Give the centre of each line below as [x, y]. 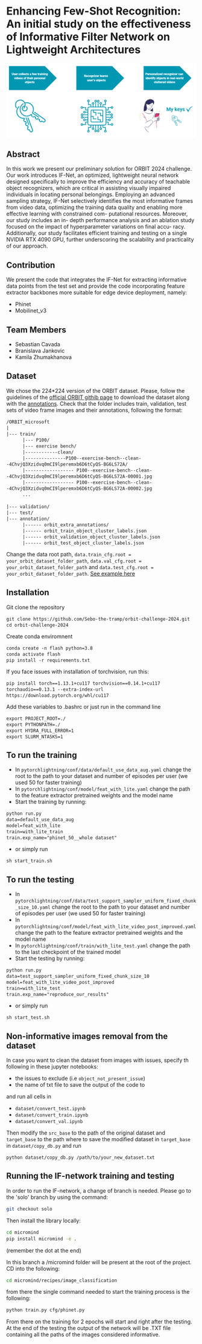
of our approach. [27, 246]
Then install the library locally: [44, 1220]
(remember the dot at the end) [44, 1250]
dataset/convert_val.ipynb [49, 1122]
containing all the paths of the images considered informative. [83, 1335]
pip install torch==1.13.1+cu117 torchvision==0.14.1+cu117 [84, 683]
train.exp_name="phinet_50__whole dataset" [62, 838]
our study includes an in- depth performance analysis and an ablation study [100, 220]
